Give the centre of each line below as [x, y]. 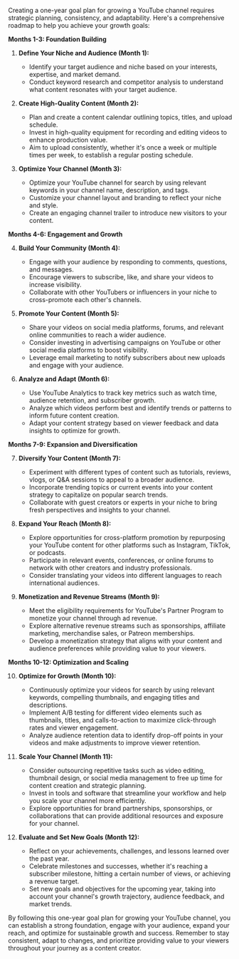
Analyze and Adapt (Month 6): [64, 379]
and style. [44, 205]
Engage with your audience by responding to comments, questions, [128, 262]
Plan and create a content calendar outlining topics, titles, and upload [131, 117]
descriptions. [48, 705]
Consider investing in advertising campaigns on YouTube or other [125, 342]
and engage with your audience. [76, 365]
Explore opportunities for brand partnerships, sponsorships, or [121, 808]
